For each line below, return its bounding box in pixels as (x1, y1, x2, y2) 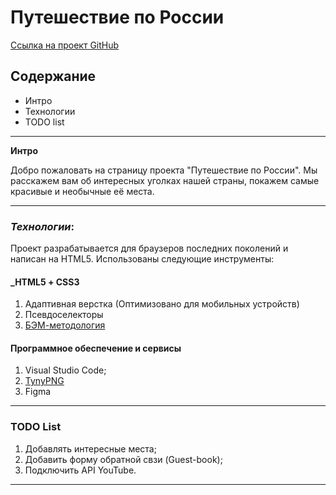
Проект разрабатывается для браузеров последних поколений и (10, 242, 289, 255)
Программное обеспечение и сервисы (10, 342, 182, 354)
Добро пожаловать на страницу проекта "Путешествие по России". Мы (10, 164, 318, 176)
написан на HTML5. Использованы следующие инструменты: (10, 253, 275, 265)
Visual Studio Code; (24, 364, 107, 376)
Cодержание (10, 68, 97, 85)
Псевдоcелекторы (24, 309, 104, 321)
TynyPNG (24, 375, 65, 387)
